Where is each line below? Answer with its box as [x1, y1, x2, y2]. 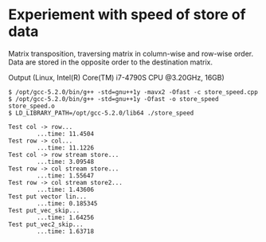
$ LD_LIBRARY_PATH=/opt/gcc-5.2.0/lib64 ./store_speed [8, 109, 194, 117]
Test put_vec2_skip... [8, 221, 84, 228]
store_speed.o [8, 102, 56, 110]
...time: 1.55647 [37, 171, 94, 180]
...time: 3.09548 [37, 158, 94, 166]
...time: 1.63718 [37, 227, 94, 236]
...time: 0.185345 [37, 199, 98, 208]
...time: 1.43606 [37, 185, 94, 193]
